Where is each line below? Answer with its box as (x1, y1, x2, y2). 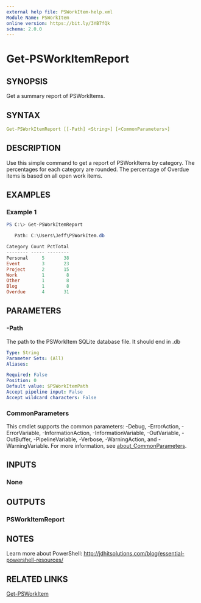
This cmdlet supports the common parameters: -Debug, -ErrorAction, (6, 423, 181, 430)
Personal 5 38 (6, 255, 69, 261)
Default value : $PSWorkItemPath (6, 383, 88, 389)
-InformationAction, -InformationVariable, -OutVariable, (42, 430, 181, 437)
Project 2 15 (6, 266, 69, 273)
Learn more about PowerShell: (6, 550, 83, 557)
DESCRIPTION (6, 143, 61, 153)
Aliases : (6, 361, 29, 367)
